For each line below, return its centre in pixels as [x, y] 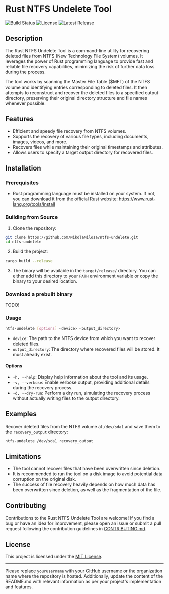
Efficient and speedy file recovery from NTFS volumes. [69, 131]
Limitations [23, 456]
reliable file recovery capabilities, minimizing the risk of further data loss [80, 66]
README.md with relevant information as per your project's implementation [83, 581]
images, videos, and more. [40, 142]
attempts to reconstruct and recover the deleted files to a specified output [82, 92]
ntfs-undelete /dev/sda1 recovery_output [49, 441]
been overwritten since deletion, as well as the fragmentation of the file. [87, 490]
